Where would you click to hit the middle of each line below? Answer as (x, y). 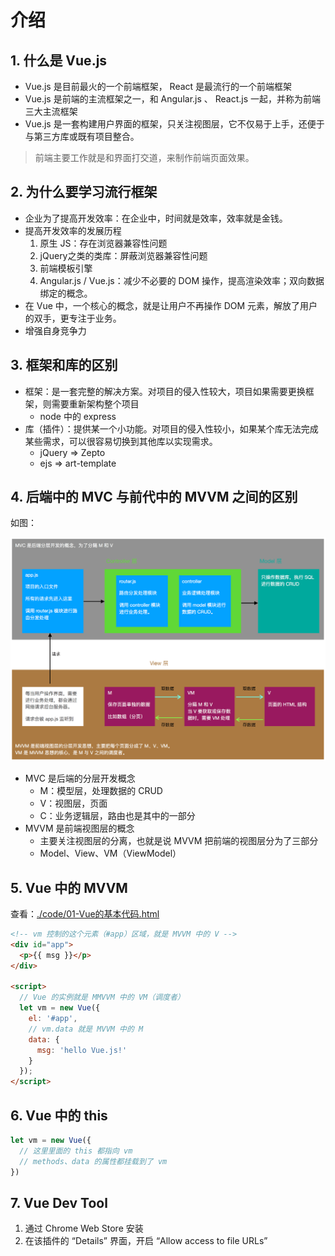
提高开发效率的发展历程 (73, 230)
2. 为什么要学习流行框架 (84, 192)
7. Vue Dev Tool (59, 1202)
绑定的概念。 (66, 293)
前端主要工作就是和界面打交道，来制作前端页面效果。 (144, 157)
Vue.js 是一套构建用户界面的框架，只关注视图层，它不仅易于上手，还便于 (174, 124)
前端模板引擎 (66, 268)
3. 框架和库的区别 (64, 365)
